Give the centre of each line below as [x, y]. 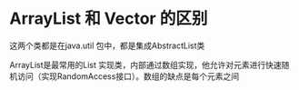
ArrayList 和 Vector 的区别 [109, 19]
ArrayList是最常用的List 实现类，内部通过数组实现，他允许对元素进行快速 [145, 65]
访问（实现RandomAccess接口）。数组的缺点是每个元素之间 [128, 76]
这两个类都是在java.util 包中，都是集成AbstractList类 [107, 45]
